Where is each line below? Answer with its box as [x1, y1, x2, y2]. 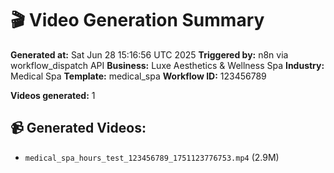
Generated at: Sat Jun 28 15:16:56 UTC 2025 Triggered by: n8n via [10, 48, 289, 61]
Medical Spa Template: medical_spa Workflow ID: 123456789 [10, 70, 267, 82]
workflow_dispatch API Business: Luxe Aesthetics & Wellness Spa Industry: [10, 59, 325, 71]
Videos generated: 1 [10, 89, 96, 101]
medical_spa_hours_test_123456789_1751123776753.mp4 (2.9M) [24, 151, 280, 163]
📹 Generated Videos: [10, 120, 147, 137]
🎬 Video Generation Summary [10, 9, 265, 32]
